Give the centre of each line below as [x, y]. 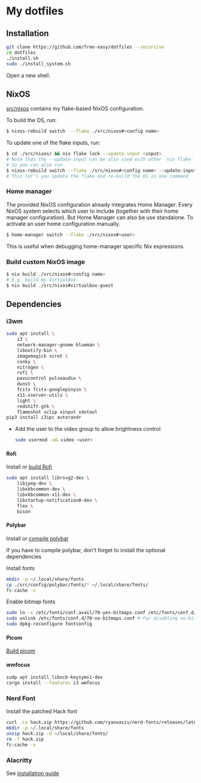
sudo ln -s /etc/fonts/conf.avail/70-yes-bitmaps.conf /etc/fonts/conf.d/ [101, 613]
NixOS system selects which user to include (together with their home [92, 211]
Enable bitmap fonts [31, 602]
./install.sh [22, 58]
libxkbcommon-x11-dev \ [47, 495]
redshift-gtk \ [36, 406]
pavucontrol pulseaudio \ [49, 379]
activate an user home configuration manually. [63, 224]
